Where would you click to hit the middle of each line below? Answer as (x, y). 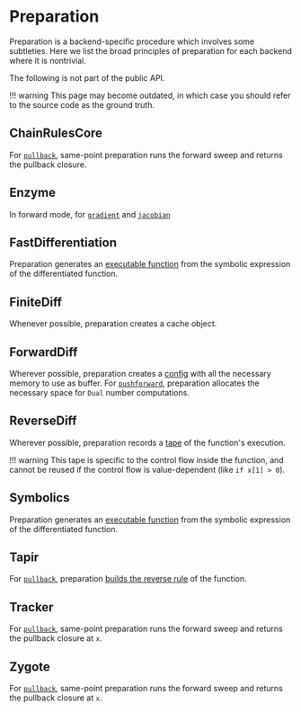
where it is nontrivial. (48, 60)
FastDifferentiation (63, 242)
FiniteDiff (36, 302)
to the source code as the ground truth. (82, 104)
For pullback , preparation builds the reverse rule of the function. (128, 579)
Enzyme (33, 193)
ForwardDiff (44, 352)
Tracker (31, 607)
